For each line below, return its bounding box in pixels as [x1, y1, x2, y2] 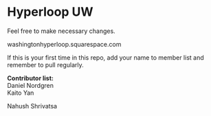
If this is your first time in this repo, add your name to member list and [7, 53, 204, 62]
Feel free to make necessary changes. [7, 27, 115, 35]
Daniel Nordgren [7, 81, 54, 89]
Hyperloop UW [7, 4, 93, 20]
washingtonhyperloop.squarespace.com [7, 40, 122, 48]
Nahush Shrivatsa [7, 102, 57, 110]
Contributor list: [7, 73, 54, 82]
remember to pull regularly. [7, 60, 84, 69]
